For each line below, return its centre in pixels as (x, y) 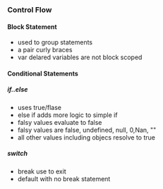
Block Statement (32, 27)
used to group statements (55, 42)
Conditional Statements (43, 73)
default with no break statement (64, 178)
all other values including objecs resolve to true (86, 137)
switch (18, 154)
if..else (18, 90)
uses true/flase (40, 107)
